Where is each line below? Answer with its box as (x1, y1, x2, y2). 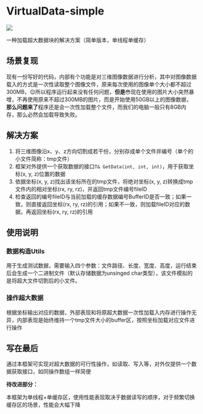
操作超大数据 (6, 294, 44, 302)
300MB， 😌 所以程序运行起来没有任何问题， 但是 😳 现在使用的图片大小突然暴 (6, 88, 195, 95)
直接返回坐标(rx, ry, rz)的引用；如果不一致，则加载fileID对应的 (31, 200, 185, 208)
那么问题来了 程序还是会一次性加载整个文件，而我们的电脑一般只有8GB (6, 103, 181, 110)
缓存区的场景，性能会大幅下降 (6, 401, 80, 409)
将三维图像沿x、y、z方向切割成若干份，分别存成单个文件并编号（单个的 (14, 147, 194, 155)
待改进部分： (6, 381, 38, 388)
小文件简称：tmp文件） (14, 155, 73, 162)
